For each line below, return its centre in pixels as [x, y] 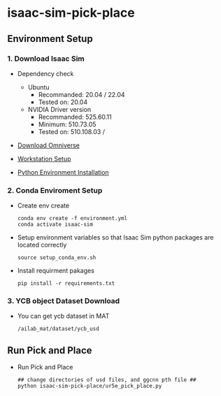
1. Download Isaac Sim [46, 59]
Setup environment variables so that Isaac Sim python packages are [115, 237]
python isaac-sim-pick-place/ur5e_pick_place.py [90, 386]
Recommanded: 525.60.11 [75, 117]
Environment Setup [50, 39]
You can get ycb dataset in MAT [63, 316]
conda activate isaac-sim [55, 225]
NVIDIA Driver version [59, 109]
